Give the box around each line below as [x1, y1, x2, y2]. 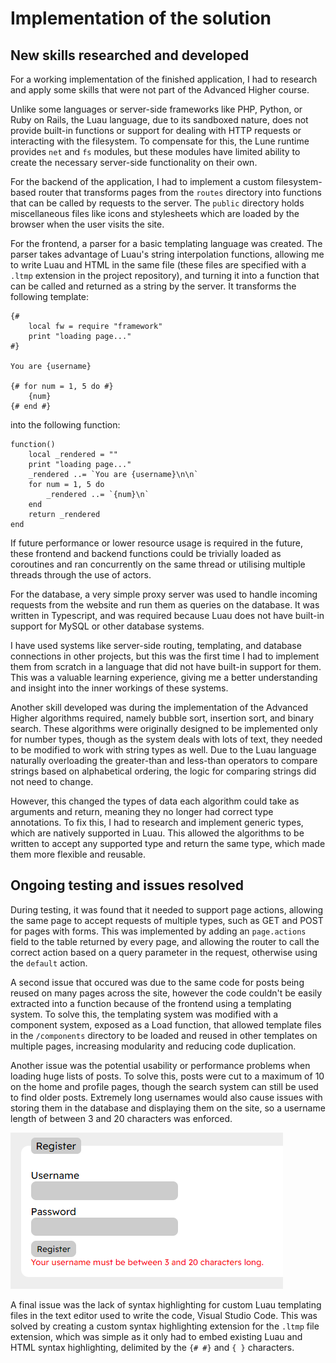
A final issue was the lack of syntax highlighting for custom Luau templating [10, 1298, 322, 1311]
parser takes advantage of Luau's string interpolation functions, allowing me [10, 248, 325, 260]
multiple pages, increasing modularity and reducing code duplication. [10, 1040, 297, 1052]
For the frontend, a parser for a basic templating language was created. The [10, 238, 323, 249]
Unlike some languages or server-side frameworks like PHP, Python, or [10, 103, 303, 115]
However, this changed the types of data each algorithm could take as [10, 795, 300, 807]
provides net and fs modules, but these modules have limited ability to [10, 146, 301, 157]
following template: [10, 291, 90, 302]
